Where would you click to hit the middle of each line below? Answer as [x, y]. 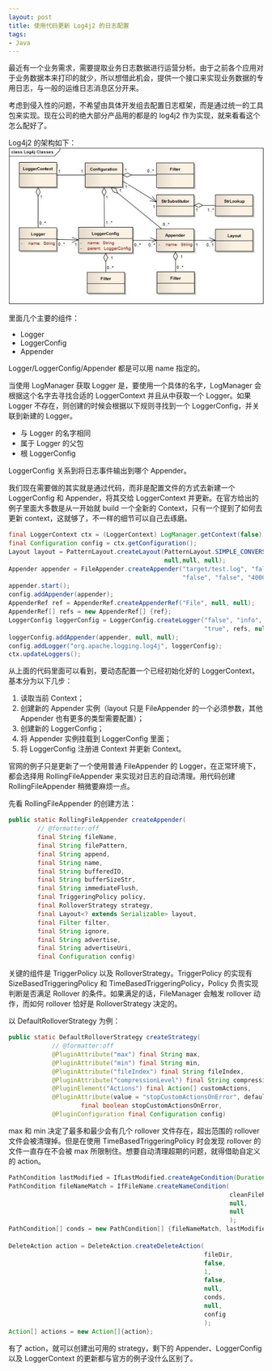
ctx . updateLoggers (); [45, 654]
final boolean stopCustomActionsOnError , [151, 1106]
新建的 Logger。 [49, 416]
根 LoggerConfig [48, 453]
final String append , [74, 854]
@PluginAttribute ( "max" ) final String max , [126, 1054]
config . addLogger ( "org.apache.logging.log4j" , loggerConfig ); [115, 646]
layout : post [30, 17]
